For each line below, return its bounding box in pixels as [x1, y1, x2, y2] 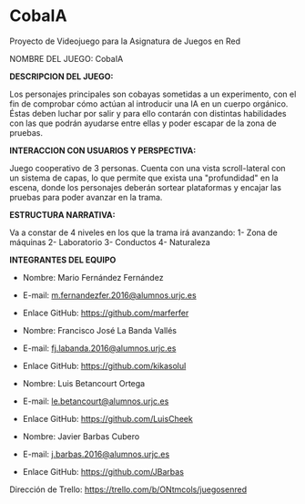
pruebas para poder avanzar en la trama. [9, 191, 163, 202]
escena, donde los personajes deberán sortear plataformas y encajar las [9, 181, 282, 192]
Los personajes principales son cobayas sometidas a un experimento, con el [9, 88, 297, 99]
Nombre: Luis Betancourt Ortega [22, 377, 146, 388]
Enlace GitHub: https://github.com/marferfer [22, 307, 189, 318]
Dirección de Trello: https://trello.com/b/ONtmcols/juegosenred [9, 484, 248, 495]
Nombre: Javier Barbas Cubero [22, 430, 140, 442]
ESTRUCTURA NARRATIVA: [9, 209, 116, 220]
